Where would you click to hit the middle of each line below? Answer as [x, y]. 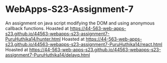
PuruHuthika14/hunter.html [33, 39]
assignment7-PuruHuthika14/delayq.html [48, 55]
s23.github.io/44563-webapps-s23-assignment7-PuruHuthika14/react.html [84, 44]
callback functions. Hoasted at [37, 28]
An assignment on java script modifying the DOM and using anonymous [80, 23]
